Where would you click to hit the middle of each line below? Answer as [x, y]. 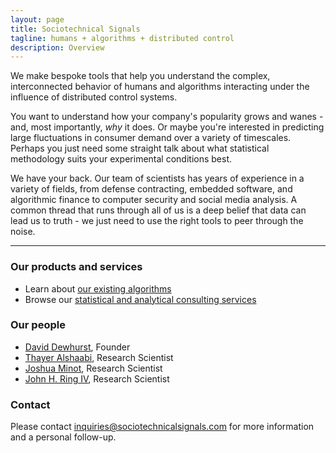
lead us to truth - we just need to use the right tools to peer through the [157, 221]
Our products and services [76, 267]
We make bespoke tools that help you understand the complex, [140, 76]
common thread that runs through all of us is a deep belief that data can [158, 210]
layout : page [37, 19]
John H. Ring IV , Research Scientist [97, 378]
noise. [23, 232]
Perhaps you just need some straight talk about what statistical [140, 148]
